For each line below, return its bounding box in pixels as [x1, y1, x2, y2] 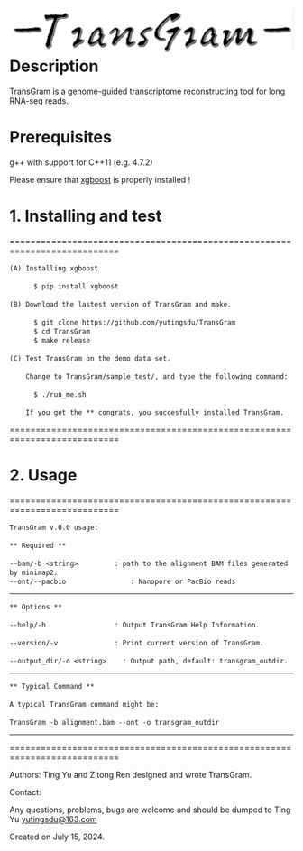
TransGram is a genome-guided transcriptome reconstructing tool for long [9, 86, 286, 96]
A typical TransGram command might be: [9, 700, 160, 709]
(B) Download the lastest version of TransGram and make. [9, 299, 232, 309]
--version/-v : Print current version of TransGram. [9, 638, 264, 647]
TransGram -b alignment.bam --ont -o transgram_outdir [9, 718, 220, 727]
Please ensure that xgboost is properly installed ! [9, 174, 191, 185]
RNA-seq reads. [9, 95, 69, 106]
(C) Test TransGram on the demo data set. [9, 353, 171, 363]
